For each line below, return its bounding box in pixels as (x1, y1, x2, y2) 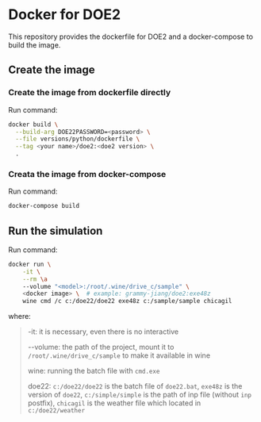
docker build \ (8, 121, 59, 129)
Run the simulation (8, 224, 103, 237)
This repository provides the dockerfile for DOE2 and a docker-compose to (8, 32, 254, 41)
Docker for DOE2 (8, 6, 121, 24)
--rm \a (22, 275, 48, 283)
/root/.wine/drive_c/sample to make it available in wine (27, 351, 211, 360)
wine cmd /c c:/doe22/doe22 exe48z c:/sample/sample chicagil (22, 297, 232, 305)
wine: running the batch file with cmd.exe (27, 366, 160, 376)
